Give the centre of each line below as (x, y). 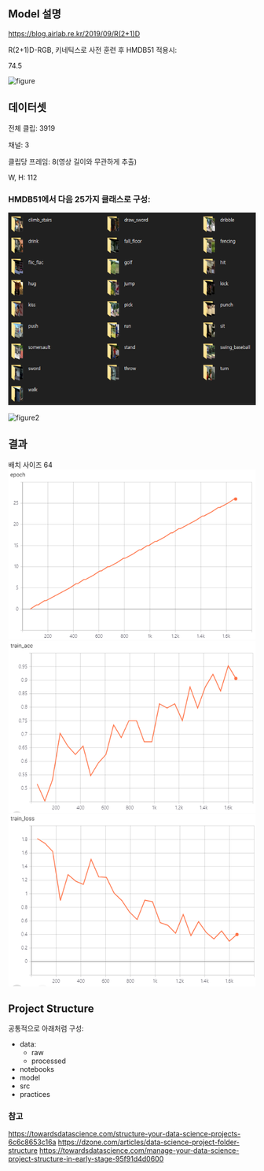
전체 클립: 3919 (32, 128)
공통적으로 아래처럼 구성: (46, 1028)
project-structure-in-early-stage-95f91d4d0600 (86, 1159)
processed (49, 1061)
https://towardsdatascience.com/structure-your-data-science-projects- (125, 1134)
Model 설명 (35, 14)
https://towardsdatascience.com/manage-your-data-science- (139, 1151)
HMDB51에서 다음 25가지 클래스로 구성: (79, 199)
